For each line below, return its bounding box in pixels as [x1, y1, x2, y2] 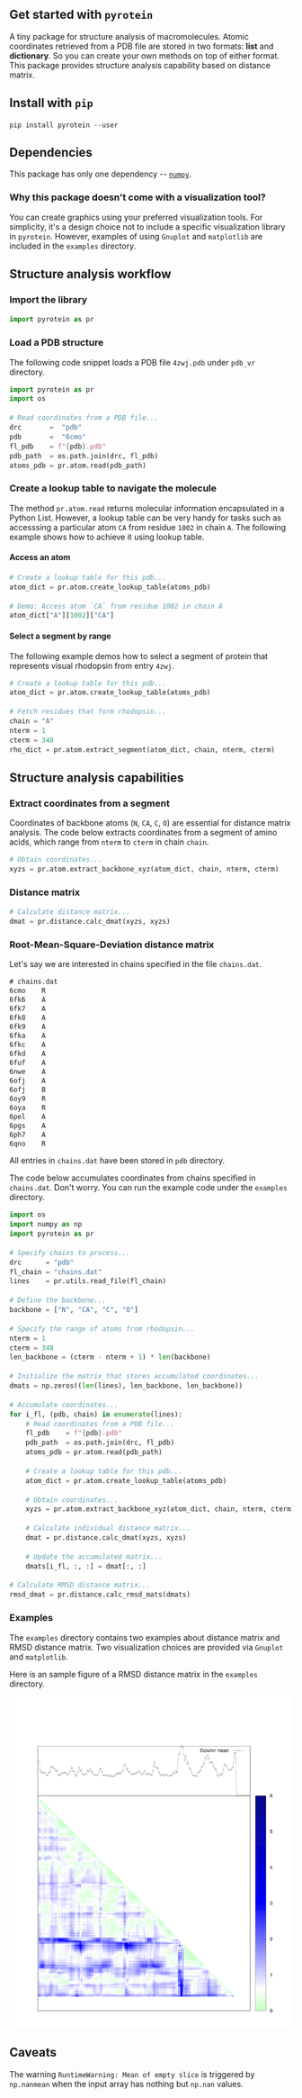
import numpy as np [9, 1220, 83, 1229]
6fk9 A [9, 1022, 47, 1032]
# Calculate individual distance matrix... [25, 1524, 191, 1533]
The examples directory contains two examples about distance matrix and [9, 1632, 280, 1642]
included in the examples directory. [9, 240, 137, 251]
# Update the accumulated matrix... [25, 1552, 164, 1561]
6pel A [9, 1112, 47, 1122]
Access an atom [9, 552, 71, 563]
